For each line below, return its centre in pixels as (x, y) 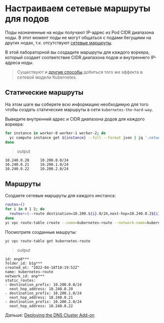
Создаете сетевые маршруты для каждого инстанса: (61, 196)
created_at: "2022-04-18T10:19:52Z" (42, 268)
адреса (13, 62)
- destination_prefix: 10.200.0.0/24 (43, 285)
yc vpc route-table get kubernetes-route (48, 241)
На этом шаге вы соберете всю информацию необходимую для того (77, 104)
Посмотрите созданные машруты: (41, 232)
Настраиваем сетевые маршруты (78, 9)
